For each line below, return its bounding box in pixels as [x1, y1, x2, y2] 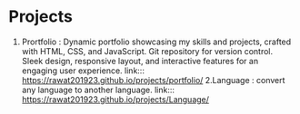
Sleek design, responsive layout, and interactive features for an [21, 55, 259, 66]
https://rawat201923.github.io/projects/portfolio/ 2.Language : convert [21, 74, 285, 85]
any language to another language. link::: [21, 84, 175, 95]
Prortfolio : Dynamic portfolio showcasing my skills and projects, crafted [21, 36, 292, 47]
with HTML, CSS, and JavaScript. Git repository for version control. [21, 45, 274, 56]
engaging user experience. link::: [21, 65, 145, 76]
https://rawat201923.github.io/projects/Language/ [21, 93, 210, 105]
